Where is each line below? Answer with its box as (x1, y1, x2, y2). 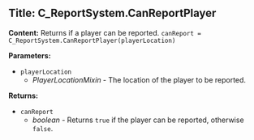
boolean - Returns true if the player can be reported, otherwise (32, 115, 245, 125)
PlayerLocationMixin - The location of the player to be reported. (32, 74, 246, 84)
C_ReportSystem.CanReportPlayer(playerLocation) (8, 36, 176, 45)
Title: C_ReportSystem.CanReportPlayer (8, 6, 217, 20)
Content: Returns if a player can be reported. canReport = (8, 28, 201, 37)
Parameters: (8, 50, 51, 60)
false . (32, 123, 54, 133)
